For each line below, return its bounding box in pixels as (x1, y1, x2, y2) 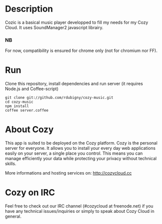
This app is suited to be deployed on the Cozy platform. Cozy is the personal (5, 140, 158, 146)
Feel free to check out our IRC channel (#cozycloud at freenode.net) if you (5, 203, 154, 209)
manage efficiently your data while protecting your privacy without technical (5, 156, 157, 161)
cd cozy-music (5, 99, 34, 105)
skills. (5, 161, 16, 167)
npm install (5, 104, 29, 109)
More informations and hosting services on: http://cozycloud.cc (5, 170, 132, 176)
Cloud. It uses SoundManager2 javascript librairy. (5, 24, 103, 30)
